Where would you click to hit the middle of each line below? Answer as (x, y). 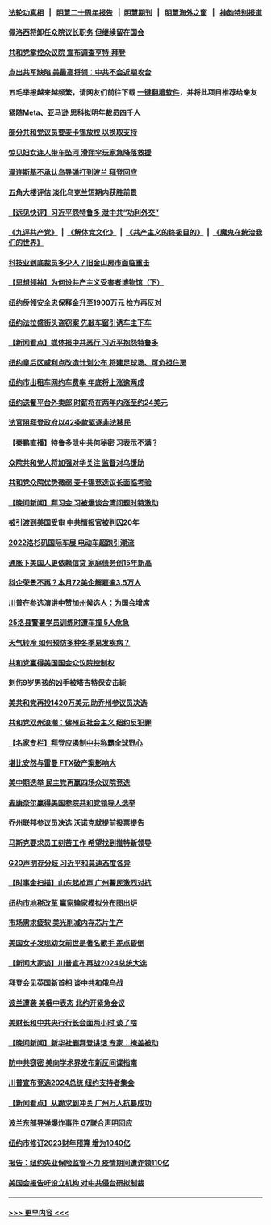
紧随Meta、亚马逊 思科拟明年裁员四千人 (75, 112)
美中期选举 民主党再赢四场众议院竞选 (69, 783)
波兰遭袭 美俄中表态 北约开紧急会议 (67, 1003)
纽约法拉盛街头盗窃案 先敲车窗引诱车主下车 (80, 323)
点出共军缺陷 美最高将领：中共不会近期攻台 (80, 72)
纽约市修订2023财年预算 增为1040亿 (69, 1143)
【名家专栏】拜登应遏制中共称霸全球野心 (75, 742)
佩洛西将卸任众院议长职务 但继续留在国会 (77, 32)
